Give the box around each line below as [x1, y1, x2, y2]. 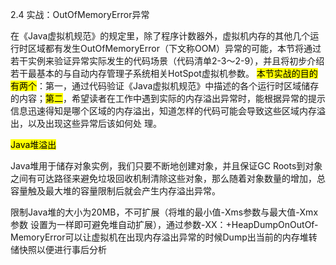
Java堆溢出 [10, 139, 57, 150]
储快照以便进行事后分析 [10, 244, 107, 255]
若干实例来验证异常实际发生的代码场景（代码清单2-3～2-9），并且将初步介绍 [10, 55, 325, 67]
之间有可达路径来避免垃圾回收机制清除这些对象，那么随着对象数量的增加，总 [10, 173, 326, 184]
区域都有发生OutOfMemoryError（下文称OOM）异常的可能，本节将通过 [27, 43, 322, 54]
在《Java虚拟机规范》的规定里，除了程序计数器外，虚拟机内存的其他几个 [10, 30, 311, 42]
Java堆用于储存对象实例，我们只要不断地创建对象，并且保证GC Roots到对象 [10, 160, 323, 172]
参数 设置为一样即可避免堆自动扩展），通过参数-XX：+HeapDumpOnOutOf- [10, 219, 319, 230]
